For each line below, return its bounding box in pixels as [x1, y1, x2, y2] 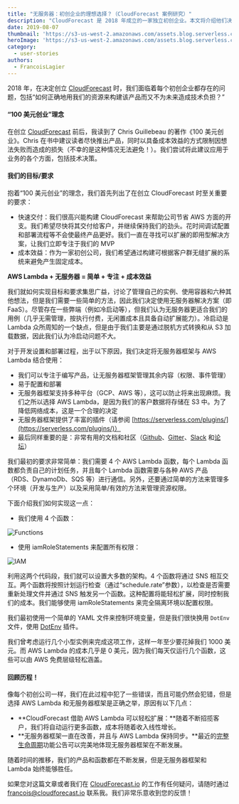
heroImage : [7, 37, 40, 44]
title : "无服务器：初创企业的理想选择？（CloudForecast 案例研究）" [7, 10, 192, 18]
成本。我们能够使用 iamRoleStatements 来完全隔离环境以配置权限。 [19, 599, 217, 607]
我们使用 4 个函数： [17, 514, 76, 522]
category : [7, 43, 37, 50]
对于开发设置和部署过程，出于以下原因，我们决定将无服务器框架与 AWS [7, 347, 217, 355]
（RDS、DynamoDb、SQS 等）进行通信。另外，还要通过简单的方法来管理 [7, 475, 223, 483]
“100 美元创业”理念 [7, 110, 65, 119]
